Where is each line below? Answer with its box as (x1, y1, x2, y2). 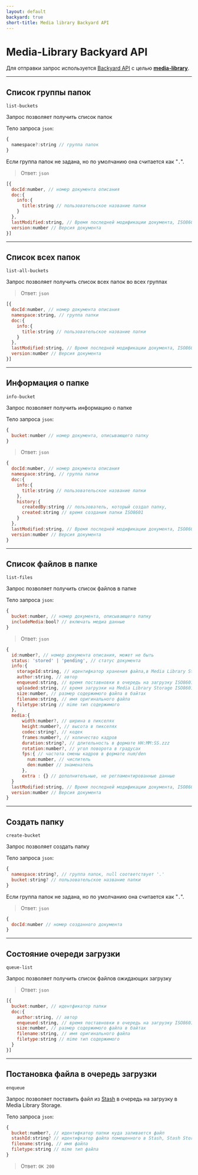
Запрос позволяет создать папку (6, 843, 90, 850)
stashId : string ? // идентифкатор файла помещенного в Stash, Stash (11, 1135, 181, 1141)
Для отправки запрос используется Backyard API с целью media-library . (6, 64, 190, 72)
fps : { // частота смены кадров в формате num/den (21, 751, 146, 757)
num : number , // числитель (27, 756, 91, 763)
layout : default (6, 8, 46, 15)
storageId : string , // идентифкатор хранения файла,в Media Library (16, 669, 186, 675)
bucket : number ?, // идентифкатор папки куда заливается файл (11, 1130, 165, 1136)
